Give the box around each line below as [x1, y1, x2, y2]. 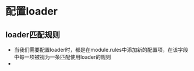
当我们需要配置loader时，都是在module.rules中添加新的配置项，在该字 [13, 47, 184, 53]
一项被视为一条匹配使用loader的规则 [24, 54, 111, 61]
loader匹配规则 [5, 30, 61, 40]
